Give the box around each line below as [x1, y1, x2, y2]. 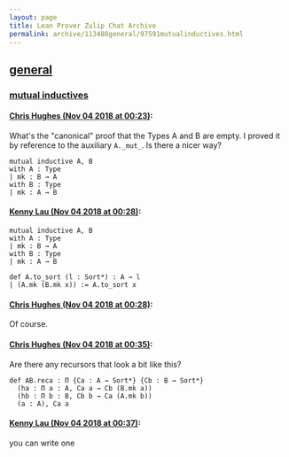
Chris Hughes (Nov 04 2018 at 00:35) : [9, 338, 153, 350]
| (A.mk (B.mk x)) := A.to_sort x [9, 281, 137, 290]
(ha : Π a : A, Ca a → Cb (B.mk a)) [17, 383, 152, 392]
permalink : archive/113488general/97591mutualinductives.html [9, 29, 244, 38]
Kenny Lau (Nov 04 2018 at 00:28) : [9, 206, 142, 217]
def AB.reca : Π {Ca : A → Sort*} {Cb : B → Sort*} [9, 376, 204, 385]
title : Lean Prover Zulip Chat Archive [9, 21, 157, 30]
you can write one [9, 438, 75, 448]
